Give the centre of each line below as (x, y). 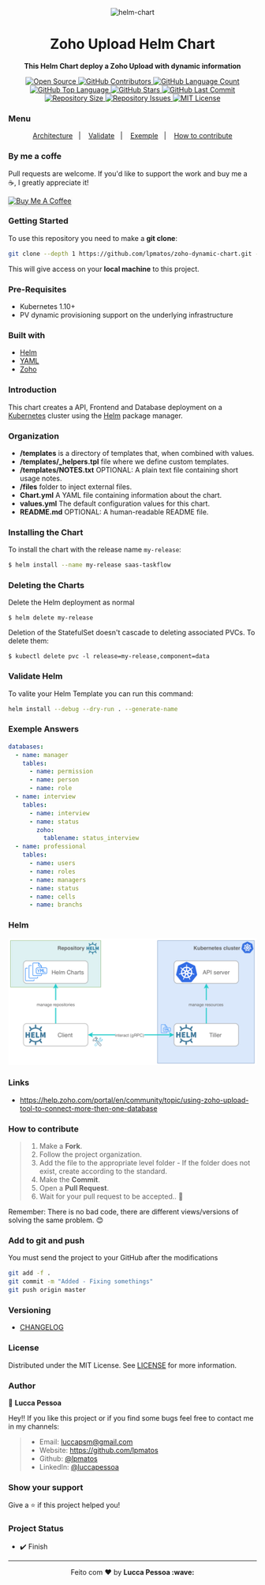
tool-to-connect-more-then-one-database (88, 1108)
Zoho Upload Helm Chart (132, 44)
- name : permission (61, 772)
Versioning (30, 1310)
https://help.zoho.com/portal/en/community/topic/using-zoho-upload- (134, 1100)
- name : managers (58, 880)
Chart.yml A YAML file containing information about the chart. (121, 495)
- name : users (52, 864)
